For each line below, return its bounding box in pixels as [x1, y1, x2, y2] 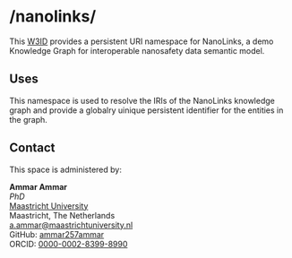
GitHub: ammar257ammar [9, 228, 105, 239]
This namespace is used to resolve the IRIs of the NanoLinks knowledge [9, 95, 275, 106]
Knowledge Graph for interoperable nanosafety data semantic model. [9, 45, 265, 56]
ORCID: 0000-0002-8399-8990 [9, 238, 128, 249]
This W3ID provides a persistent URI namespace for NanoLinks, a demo [9, 36, 274, 47]
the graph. [9, 114, 47, 125]
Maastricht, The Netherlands [9, 210, 116, 220]
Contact [9, 141, 56, 156]
